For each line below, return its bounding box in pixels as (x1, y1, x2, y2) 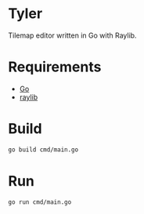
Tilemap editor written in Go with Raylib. (8, 31, 137, 40)
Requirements (8, 58, 102, 76)
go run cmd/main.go (8, 198, 72, 206)
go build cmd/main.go (8, 146, 79, 154)
